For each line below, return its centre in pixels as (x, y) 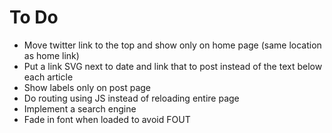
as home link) (51, 55)
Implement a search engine (80, 108)
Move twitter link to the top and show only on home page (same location (172, 45)
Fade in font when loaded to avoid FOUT (107, 119)
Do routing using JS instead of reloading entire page (131, 98)
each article (48, 77)
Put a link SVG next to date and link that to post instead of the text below (173, 66)
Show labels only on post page (87, 87)
